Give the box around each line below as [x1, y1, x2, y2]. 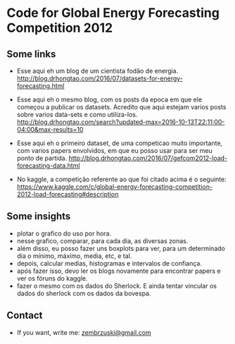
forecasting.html [16, 82, 65, 90]
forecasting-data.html [16, 161, 80, 170]
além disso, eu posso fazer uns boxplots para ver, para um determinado [16, 244, 226, 252]
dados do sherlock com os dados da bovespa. [16, 289, 152, 297]
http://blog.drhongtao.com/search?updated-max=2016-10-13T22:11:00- [16, 118, 225, 126]
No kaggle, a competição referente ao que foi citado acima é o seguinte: [16, 175, 227, 183]
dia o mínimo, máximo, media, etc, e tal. [16, 252, 132, 260]
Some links [6, 48, 56, 60]
